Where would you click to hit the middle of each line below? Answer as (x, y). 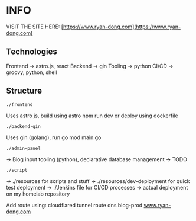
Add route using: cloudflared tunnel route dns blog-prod (74, 205)
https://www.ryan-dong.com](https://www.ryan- (122, 27)
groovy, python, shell (32, 72)
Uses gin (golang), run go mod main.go (54, 137)
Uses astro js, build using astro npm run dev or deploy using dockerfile (92, 116)
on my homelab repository (38, 194)
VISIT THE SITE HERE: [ (35, 27)
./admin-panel (24, 148)
